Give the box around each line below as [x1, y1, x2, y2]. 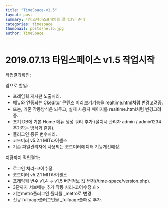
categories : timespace [5, 21, 53, 27]
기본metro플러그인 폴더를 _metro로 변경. [12, 190, 93, 196]
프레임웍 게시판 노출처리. [12, 93, 61, 99]
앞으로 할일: [5, 82, 29, 88]
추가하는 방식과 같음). [12, 125, 55, 131]
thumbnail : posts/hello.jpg [5, 26, 64, 31]
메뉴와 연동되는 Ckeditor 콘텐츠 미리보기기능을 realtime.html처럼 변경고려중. [12, 99, 163, 106]
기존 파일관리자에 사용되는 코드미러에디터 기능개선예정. [12, 143, 121, 149]
